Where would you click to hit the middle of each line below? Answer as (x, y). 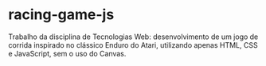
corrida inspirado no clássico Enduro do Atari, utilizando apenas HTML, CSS (133, 45)
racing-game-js (61, 15)
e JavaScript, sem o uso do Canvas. (67, 53)
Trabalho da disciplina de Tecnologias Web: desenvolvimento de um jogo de (133, 37)
